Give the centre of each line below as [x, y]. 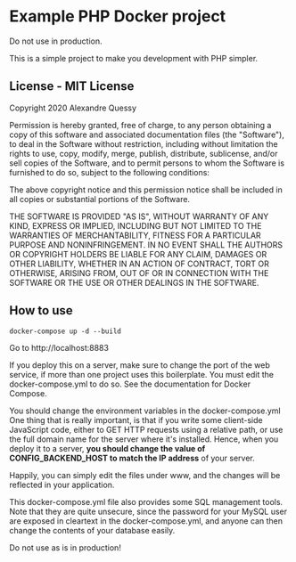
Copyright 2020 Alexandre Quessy [73, 108]
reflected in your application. [62, 485]
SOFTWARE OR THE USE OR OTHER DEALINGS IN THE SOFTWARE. [134, 282]
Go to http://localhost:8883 [59, 347]
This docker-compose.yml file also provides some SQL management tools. [146, 501]
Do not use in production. [56, 41]
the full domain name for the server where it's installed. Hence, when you [144, 439]
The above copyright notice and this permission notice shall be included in [146, 190]
